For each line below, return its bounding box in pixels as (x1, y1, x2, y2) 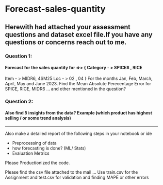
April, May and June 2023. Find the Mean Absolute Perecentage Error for (5, 80, 151, 86)
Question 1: (5, 53, 33, 59)
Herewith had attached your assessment (5, 23, 130, 31)
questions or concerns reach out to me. (5, 38, 127, 46)
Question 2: (5, 98, 33, 105)
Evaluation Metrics (12, 150, 49, 156)
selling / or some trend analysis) (5, 115, 71, 121)
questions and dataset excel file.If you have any (5, 30, 153, 38)
